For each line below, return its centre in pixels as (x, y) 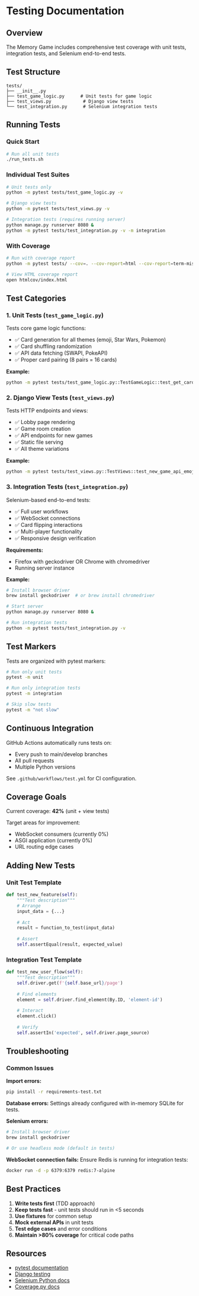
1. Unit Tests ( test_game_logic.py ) (55, 315)
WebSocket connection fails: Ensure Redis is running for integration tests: (97, 1159)
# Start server (25, 606)
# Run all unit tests (33, 154)
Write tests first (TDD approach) (55, 1203)
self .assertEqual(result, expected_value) (70, 944)
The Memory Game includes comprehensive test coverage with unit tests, (96, 47)
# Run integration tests (37, 622)
